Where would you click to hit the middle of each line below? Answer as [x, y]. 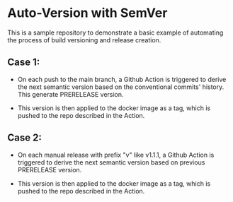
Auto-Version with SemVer [87, 13]
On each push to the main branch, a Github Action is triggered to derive [122, 79]
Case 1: [24, 63]
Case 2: [25, 138]
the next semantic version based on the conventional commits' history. [121, 87]
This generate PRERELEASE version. [70, 94]
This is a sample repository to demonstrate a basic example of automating [115, 32]
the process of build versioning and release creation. [84, 40]
